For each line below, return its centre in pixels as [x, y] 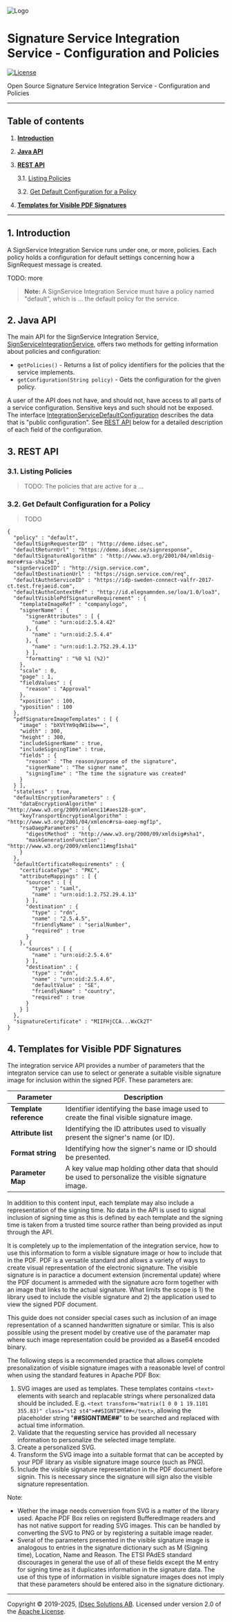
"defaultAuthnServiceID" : [52, 581]
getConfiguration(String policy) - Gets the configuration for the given [119, 379]
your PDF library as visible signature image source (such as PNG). [111, 1462]
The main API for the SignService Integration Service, [83, 337]
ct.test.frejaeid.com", [41, 586]
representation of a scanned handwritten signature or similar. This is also [111, 1325]
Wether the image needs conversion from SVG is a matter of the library [118, 1511]
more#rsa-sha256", [33, 562]
